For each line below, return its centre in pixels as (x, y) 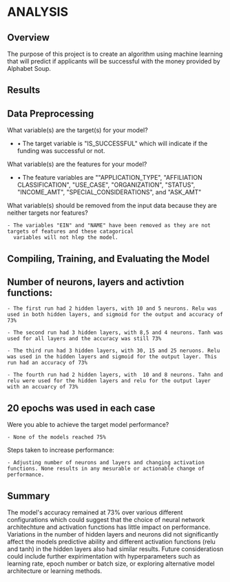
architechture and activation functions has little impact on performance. (109, 527)
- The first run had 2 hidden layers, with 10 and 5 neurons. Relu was (112, 309)
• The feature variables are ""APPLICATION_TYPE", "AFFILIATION (110, 178)
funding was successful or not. (61, 151)
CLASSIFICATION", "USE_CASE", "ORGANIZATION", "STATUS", (106, 185)
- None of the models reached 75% (57, 437)
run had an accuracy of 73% (48, 363)
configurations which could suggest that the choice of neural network (106, 520)
